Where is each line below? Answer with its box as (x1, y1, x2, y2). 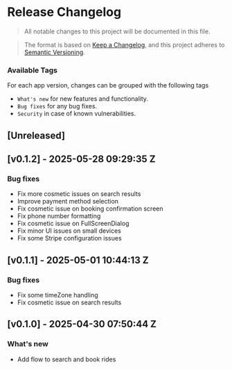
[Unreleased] (7, 129, 66, 141)
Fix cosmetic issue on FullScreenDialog (17, 220, 130, 228)
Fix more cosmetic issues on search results (17, 190, 141, 198)
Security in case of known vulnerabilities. (17, 109, 136, 118)
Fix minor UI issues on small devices (17, 227, 121, 235)
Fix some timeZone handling (17, 291, 98, 299)
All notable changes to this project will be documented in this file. (24, 27, 211, 35)
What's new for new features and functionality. (17, 95, 149, 103)
